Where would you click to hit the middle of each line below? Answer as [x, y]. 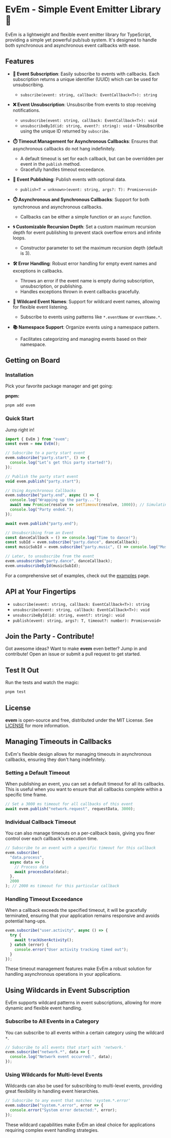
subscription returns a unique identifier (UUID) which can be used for [85, 79]
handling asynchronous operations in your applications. [64, 974]
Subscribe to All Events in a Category [52, 1021]
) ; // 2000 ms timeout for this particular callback [62, 886]
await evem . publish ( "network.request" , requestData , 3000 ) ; [70, 809]
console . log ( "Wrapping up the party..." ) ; [55, 500]
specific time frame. [26, 795]
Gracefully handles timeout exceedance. [63, 169]
